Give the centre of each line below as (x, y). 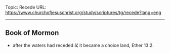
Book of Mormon (32, 33)
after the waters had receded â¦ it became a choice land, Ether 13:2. (83, 45)
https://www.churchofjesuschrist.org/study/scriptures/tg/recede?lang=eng (83, 12)
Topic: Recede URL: (26, 7)
